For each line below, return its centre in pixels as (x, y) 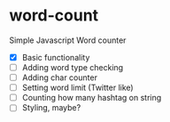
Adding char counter (59, 77)
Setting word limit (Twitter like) (78, 88)
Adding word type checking (73, 67)
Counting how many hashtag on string (92, 98)
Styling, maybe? (51, 108)
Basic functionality (56, 57)
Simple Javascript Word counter (68, 40)
